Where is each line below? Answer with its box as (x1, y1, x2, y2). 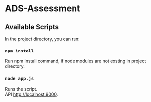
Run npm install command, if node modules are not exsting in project (5, 58, 146, 64)
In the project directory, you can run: (5, 36, 80, 42)
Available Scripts (5, 23, 59, 31)
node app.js (5, 76, 34, 82)
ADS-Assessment (5, 3, 80, 14)
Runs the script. (5, 86, 38, 92)
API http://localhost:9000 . (5, 91, 58, 97)
